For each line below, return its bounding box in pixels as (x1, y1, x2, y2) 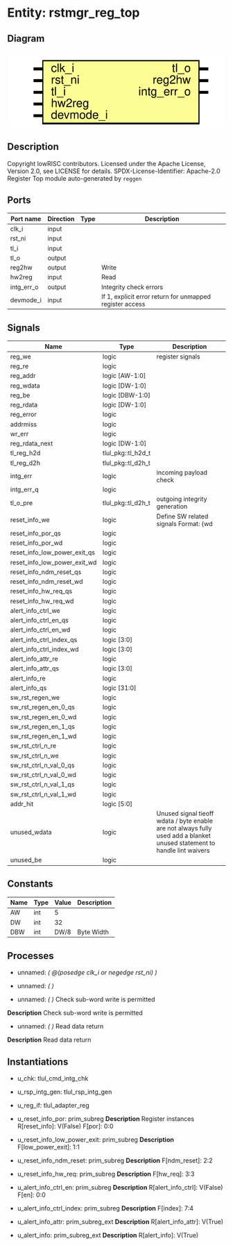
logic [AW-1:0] (103, 372, 146, 380)
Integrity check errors (101, 283, 164, 291)
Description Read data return (7, 1035, 92, 1044)
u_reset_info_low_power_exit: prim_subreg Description (17, 1136, 175, 1144)
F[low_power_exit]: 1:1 (17, 1143, 80, 1151)
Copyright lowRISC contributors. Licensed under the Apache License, (7, 159, 206, 167)
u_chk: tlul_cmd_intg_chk (17, 1074, 89, 1083)
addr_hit (10, 799, 34, 808)
